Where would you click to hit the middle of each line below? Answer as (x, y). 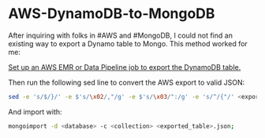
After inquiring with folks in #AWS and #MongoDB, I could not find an (120, 35)
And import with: (35, 111)
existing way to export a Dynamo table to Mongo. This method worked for (128, 43)
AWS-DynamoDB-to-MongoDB (112, 14)
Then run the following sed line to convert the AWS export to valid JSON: (127, 82)
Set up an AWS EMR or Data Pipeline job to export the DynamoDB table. (125, 67)
